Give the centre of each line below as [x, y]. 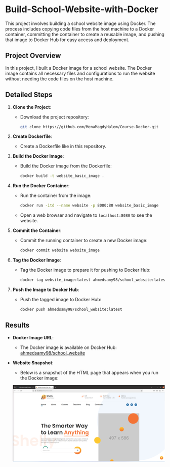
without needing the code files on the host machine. [59, 79]
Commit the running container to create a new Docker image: [84, 241]
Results [17, 325]
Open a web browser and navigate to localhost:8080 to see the [86, 215]
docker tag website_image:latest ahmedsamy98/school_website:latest [94, 280]
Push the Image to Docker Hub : [46, 289]
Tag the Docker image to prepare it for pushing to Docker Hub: [85, 270]
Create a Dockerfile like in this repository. [63, 147]
